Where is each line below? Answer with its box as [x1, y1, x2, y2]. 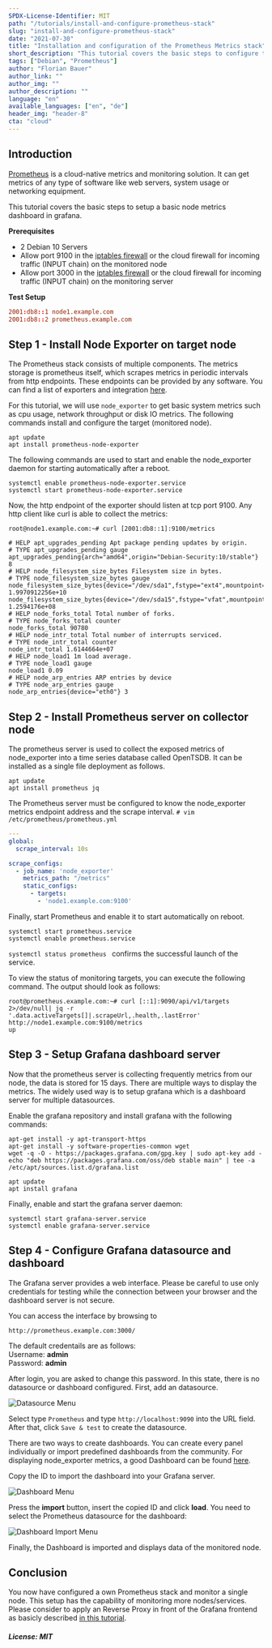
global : [8, 837, 35, 845]
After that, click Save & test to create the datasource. [8, 1422, 188, 1432]
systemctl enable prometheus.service [8, 934, 136, 943]
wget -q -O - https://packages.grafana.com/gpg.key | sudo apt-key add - [8, 1149, 263, 1158]
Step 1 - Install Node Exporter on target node [8, 337, 237, 351]
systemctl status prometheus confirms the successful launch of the [8, 948, 239, 958]
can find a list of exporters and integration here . [8, 385, 168, 395]
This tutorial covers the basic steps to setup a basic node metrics [8, 202, 227, 212]
